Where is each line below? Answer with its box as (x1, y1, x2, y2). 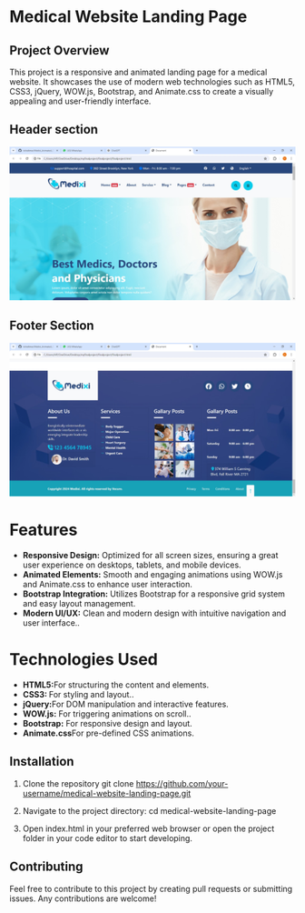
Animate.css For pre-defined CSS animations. (22, 727, 195, 738)
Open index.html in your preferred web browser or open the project (22, 823, 275, 834)
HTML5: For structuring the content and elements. (22, 679, 210, 690)
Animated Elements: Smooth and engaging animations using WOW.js (22, 568, 283, 579)
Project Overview (9, 43, 110, 58)
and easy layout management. (22, 597, 136, 608)
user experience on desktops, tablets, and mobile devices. (22, 559, 242, 570)
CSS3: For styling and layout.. (22, 688, 134, 699)
